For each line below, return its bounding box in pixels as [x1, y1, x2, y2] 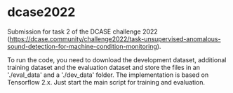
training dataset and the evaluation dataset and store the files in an [7, 63, 200, 71]
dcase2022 [7, 4, 76, 20]
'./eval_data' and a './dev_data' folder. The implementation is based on [7, 71, 209, 79]
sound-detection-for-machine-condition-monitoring [7, 42, 158, 50]
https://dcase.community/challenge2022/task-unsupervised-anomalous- [9, 34, 221, 43]
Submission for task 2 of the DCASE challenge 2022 [7, 27, 158, 36]
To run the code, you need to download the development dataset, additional [7, 55, 227, 64]
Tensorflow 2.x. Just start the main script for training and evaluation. [7, 78, 206, 86]
